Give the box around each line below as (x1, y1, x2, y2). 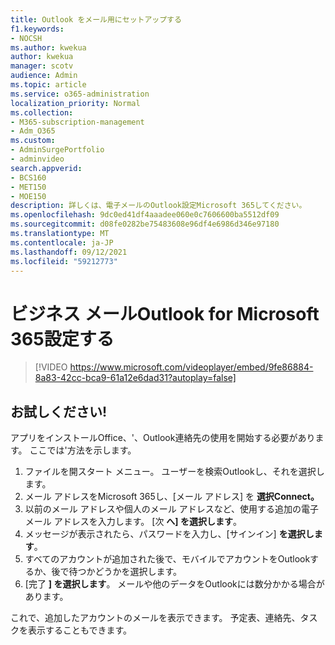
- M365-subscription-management (10, 117, 145, 127)
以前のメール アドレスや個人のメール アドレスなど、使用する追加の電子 (24, 503, 319, 515)
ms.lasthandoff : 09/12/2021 (10, 247, 128, 257)
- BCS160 (10, 172, 47, 183)
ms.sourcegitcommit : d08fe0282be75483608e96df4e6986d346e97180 (10, 219, 280, 230)
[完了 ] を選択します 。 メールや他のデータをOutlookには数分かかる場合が (24, 578, 325, 590)
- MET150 (10, 182, 47, 192)
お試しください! (10, 403, 108, 420)
